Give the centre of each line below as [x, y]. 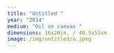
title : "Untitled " [35, 13]
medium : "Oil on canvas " [44, 26]
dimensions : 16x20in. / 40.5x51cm [57, 33]
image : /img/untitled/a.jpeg [49, 39]
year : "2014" [26, 20]
